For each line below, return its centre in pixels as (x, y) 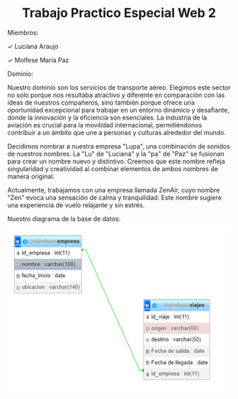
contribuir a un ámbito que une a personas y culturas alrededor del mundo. (117, 132)
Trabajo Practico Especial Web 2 (119, 13)
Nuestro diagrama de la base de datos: (64, 219)
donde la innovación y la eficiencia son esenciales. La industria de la (107, 117)
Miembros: (23, 33)
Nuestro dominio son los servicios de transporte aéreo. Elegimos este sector (119, 87)
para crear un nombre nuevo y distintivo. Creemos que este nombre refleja (116, 161)
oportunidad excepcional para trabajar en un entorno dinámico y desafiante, (119, 110)
